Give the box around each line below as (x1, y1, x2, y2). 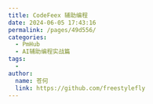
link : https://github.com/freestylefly (15, 84, 146, 92)
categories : (8, 33, 47, 41)
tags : (8, 56, 26, 63)
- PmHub (15, 41, 41, 48)
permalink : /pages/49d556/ (8, 26, 97, 34)
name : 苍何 (15, 77, 49, 84)
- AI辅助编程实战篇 (15, 48, 71, 56)
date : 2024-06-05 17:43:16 (8, 19, 97, 27)
